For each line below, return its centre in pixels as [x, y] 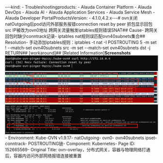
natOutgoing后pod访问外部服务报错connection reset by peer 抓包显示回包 [79, 24]
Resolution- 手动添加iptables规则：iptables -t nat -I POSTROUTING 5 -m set [81, 42]
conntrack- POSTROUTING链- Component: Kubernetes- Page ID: [70, 144]
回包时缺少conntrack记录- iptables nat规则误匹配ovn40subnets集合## [75, 36]
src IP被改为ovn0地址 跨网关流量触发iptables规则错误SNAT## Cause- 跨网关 [81, 30]
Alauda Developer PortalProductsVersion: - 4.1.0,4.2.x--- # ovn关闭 [71, 18]
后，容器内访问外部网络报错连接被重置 [43, 156]
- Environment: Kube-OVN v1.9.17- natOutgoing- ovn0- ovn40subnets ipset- [81, 138]
